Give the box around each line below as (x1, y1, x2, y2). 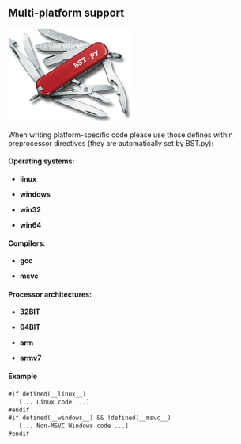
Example (8, 372, 38, 381)
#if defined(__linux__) (8, 390, 87, 398)
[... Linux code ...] (18, 398, 90, 406)
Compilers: (8, 238, 46, 248)
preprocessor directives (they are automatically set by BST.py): (8, 138, 214, 147)
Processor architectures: (8, 289, 92, 299)
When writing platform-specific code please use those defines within (8, 130, 233, 140)
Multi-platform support (8, 6, 125, 20)
